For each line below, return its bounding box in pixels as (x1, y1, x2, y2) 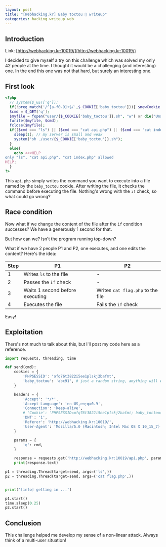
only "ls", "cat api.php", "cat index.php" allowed (5, 155, 114, 160)
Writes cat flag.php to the (96, 287, 158, 294)
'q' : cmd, (23, 442, 43, 447)
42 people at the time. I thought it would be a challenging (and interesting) (5, 63, 156, 69)
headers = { (14, 392, 39, 397)
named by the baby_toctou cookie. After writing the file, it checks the (5, 183, 145, 189)
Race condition (5, 208, 53, 216)
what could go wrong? (5, 193, 51, 199)
